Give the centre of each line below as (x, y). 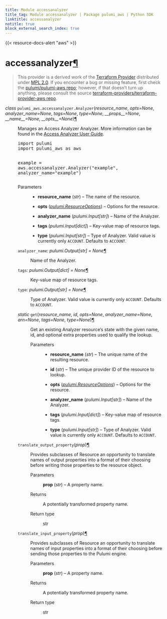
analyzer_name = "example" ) (50, 173)
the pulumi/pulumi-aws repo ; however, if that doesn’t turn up (80, 88)
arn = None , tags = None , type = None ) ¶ (56, 320)
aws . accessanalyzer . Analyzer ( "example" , (68, 168)
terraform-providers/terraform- (125, 93)
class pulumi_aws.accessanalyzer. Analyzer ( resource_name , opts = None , (80, 108)
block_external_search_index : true (42, 29)
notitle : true (20, 24)
